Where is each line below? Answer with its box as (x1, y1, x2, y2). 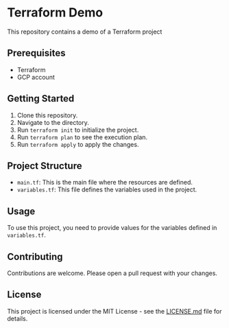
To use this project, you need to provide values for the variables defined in (7, 224, 217, 232)
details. (7, 314, 28, 323)
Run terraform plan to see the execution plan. (16, 132, 148, 141)
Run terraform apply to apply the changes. (16, 140, 139, 148)
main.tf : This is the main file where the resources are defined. (16, 178, 193, 187)
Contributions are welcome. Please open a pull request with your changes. (7, 269, 218, 277)
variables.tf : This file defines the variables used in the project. (16, 185, 197, 194)
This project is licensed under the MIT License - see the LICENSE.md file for (7, 307, 222, 315)
